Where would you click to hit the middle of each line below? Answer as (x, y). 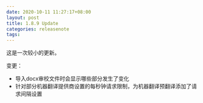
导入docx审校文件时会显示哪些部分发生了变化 (72, 79)
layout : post (23, 18)
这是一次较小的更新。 (33, 53)
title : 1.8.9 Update (33, 23)
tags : (13, 35)
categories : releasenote (38, 29)
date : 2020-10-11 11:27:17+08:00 (49, 12)
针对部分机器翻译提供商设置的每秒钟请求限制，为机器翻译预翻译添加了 (103, 87)
